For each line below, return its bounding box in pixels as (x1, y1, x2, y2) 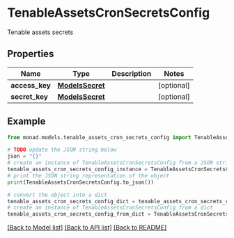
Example (7, 116, 46, 127)
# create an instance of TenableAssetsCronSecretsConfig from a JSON (7, 159, 214, 166)
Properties (7, 48, 54, 60)
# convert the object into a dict (7, 191, 108, 198)
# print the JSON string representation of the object (7, 172, 170, 179)
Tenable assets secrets (7, 28, 74, 36)
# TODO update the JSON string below (7, 146, 117, 154)
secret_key (10, 92, 49, 102)
